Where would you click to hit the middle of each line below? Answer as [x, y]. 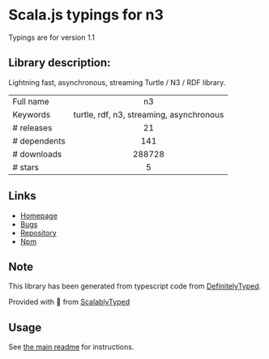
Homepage [39, 216]
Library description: [60, 63]
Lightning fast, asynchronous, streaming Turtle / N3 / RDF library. [117, 82]
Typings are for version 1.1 [52, 37]
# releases [32, 127]
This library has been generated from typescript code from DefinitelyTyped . [135, 286]
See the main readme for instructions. [71, 347]
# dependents [39, 141]
